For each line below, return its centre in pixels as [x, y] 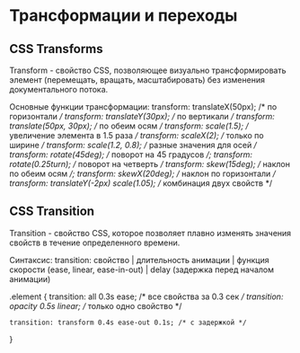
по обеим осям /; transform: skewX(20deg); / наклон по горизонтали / [143, 173]
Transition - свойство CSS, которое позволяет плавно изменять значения [150, 233]
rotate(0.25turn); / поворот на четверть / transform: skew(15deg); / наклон [150, 164]
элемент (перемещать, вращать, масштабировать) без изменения [137, 80]
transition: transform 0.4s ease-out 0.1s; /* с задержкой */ [128, 322]
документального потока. [59, 89]
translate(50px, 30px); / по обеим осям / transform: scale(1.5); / [129, 126]
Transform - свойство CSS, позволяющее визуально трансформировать [148, 70]
